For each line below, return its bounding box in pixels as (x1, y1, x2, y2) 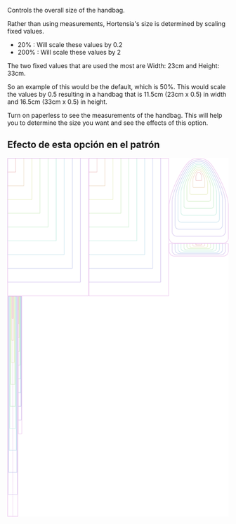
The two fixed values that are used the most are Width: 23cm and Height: (7, 62, 220, 69)
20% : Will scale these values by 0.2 (17, 41, 123, 48)
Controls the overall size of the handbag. (7, 6, 125, 14)
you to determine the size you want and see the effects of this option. (7, 119, 209, 127)
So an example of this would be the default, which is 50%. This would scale (7, 83, 226, 90)
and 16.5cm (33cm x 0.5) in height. (7, 98, 107, 106)
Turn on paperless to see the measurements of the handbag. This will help (7, 112, 223, 119)
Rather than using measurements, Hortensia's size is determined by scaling (7, 20, 226, 27)
